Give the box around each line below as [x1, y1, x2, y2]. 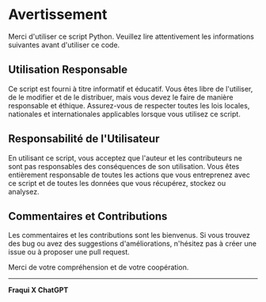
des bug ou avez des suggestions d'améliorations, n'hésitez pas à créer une [8, 239, 257, 248]
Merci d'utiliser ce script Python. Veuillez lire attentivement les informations [8, 32, 255, 41]
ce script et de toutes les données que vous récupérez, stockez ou [8, 178, 226, 187]
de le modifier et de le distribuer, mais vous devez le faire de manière [8, 92, 234, 102]
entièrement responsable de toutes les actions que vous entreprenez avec [8, 170, 251, 179]
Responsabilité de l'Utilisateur [8, 132, 160, 145]
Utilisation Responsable [8, 63, 128, 77]
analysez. [8, 187, 40, 196]
